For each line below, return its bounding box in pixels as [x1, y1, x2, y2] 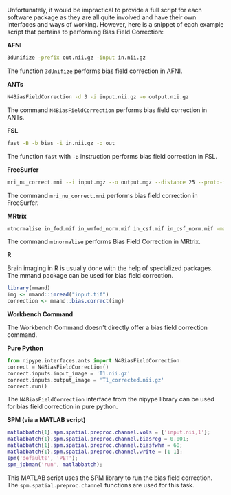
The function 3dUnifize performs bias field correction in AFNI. [7, 67, 183, 75]
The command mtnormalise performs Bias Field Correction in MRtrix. [7, 237, 201, 246]
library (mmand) [7, 285, 51, 291]
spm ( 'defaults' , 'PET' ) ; [7, 454, 78, 461]
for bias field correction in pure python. [7, 402, 118, 411]
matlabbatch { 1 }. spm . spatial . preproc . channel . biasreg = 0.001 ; [7, 436, 189, 443]
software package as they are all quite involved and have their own [7, 13, 197, 21]
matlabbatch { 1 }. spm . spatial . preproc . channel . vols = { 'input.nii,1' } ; [7, 429, 211, 436]
